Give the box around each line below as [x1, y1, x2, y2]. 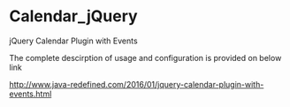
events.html [9, 88, 52, 99]
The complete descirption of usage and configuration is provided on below [9, 52, 282, 63]
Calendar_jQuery [9, 6, 139, 27]
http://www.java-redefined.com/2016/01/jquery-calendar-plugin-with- [9, 79, 264, 89]
